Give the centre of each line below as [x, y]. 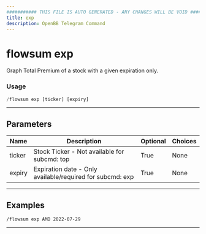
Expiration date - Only [65, 169]
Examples [25, 205]
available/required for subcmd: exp [84, 177]
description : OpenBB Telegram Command [56, 23]
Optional [154, 142]
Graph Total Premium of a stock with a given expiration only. [82, 70]
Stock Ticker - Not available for [79, 152]
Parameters [29, 124]
